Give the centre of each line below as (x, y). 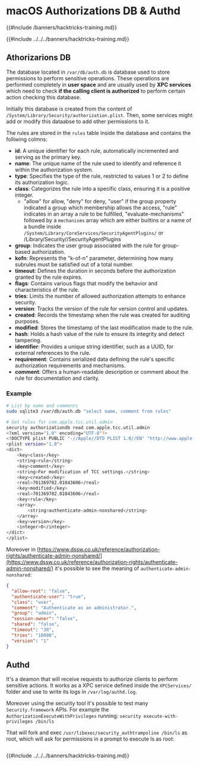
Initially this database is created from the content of (69, 109)
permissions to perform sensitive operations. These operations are (88, 78)
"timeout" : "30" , (33, 630)
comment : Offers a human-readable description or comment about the (102, 372)
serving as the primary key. (48, 157)
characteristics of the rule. (47, 289)
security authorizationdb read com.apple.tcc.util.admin (78, 427)
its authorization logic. (42, 182)
